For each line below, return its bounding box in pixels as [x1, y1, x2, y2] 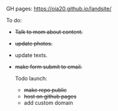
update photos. [14, 40, 53, 47]
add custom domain [23, 99, 73, 106]
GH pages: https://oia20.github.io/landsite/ [6, 5, 112, 12]
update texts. [14, 52, 48, 59]
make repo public [23, 86, 67, 94]
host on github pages [23, 93, 77, 100]
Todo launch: [14, 75, 48, 82]
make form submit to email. [14, 63, 83, 70]
